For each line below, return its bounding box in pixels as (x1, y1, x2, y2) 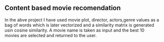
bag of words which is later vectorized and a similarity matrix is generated (4, 22, 154, 28)
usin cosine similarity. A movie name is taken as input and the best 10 (4, 27, 145, 33)
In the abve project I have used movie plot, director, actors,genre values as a (4, 17, 159, 22)
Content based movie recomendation (4, 4, 121, 12)
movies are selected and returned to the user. (4, 32, 97, 38)
